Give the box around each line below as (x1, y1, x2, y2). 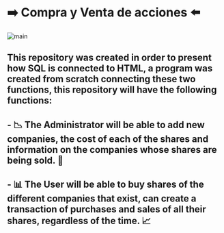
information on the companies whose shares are (7, 144, 217, 156)
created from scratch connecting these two (7, 73, 196, 85)
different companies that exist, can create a (7, 193, 197, 205)
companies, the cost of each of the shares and (7, 133, 209, 145)
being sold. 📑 (7, 154, 64, 166)
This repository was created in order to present (7, 52, 212, 64)
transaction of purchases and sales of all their (7, 204, 206, 215)
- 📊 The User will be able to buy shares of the (7, 179, 204, 191)
